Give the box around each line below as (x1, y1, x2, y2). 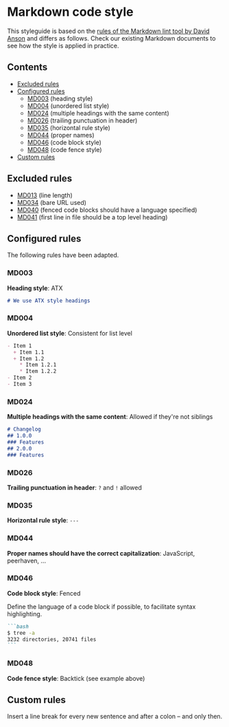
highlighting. (7, 609, 43, 618)
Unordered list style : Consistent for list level (7, 329, 132, 337)
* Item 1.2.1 (19, 362, 57, 369)
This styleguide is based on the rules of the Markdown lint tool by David (7, 27, 210, 35)
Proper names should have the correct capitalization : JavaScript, (7, 549, 195, 557)
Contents (7, 61, 48, 73)
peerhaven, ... (7, 556, 47, 565)
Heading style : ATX (7, 283, 63, 292)
